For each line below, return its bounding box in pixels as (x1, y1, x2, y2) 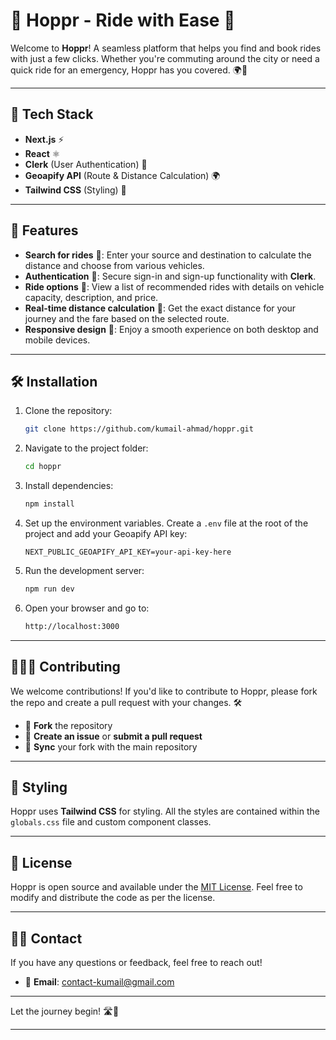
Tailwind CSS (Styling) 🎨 (24, 184, 127, 196)
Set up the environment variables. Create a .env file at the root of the (24, 517, 309, 529)
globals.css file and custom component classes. (10, 816, 212, 828)
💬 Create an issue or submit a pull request (24, 730, 203, 742)
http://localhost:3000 (24, 621, 120, 631)
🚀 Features (10, 222, 79, 239)
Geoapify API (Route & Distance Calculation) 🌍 (24, 169, 221, 181)
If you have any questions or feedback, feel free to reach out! (10, 957, 263, 968)
